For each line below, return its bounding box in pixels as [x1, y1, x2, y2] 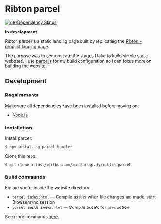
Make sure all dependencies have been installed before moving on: [5, 103, 139, 109]
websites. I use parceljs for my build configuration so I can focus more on [5, 58, 152, 64]
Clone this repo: [5, 153, 37, 159]
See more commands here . [5, 214, 59, 220]
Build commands [5, 174, 46, 180]
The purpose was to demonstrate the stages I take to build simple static [5, 52, 148, 59]
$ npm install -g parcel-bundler [5, 144, 73, 149]
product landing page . [5, 43, 49, 49]
